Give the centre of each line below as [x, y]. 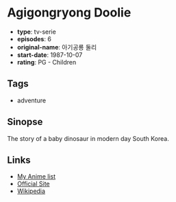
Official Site [33, 184]
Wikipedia [31, 191]
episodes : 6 [34, 38]
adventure [32, 100]
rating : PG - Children [47, 62]
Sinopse [25, 122]
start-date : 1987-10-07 [50, 55]
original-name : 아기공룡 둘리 [57, 47]
